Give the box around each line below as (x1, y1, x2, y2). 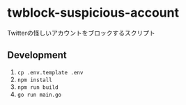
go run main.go (17, 91, 62, 98)
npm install (17, 76, 52, 83)
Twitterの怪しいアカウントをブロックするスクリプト (7, 29, 155, 37)
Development (7, 49, 68, 61)
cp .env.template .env (17, 69, 84, 76)
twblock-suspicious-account (7, 5, 180, 21)
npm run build (17, 83, 59, 91)
